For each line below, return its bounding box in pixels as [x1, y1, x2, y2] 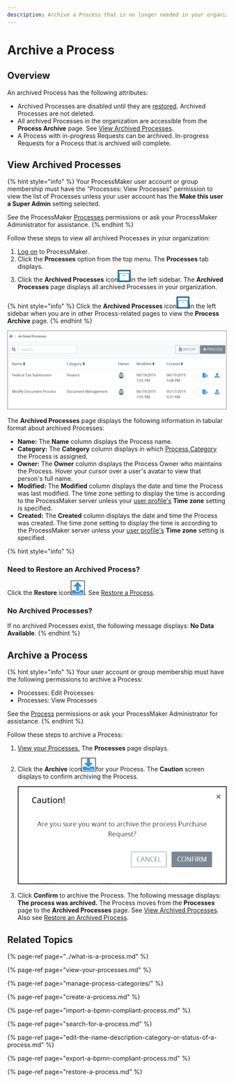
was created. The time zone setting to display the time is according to [17, 519, 218, 527]
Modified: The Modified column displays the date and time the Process [17, 482, 224, 490]
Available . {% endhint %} [7, 629, 81, 638]
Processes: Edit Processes [17, 689, 94, 697]
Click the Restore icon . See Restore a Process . [7, 588, 155, 597]
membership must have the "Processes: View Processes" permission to [7, 185, 213, 193]
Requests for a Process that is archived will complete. [17, 139, 172, 147]
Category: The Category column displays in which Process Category [17, 445, 217, 453]
